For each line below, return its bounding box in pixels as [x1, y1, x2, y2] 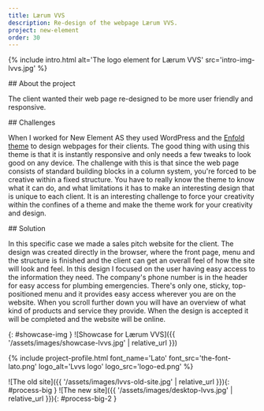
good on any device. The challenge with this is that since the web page [8, 159, 240, 168]
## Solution [8, 224, 46, 234]
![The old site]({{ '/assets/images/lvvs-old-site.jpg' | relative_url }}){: [8, 377, 230, 387]
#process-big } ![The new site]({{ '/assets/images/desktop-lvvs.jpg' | [8, 386, 233, 395]
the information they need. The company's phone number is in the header [8, 273, 248, 282]
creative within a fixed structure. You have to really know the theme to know [8, 175, 255, 185]
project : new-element [8, 26, 80, 34]
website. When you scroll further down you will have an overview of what [8, 297, 247, 308]
